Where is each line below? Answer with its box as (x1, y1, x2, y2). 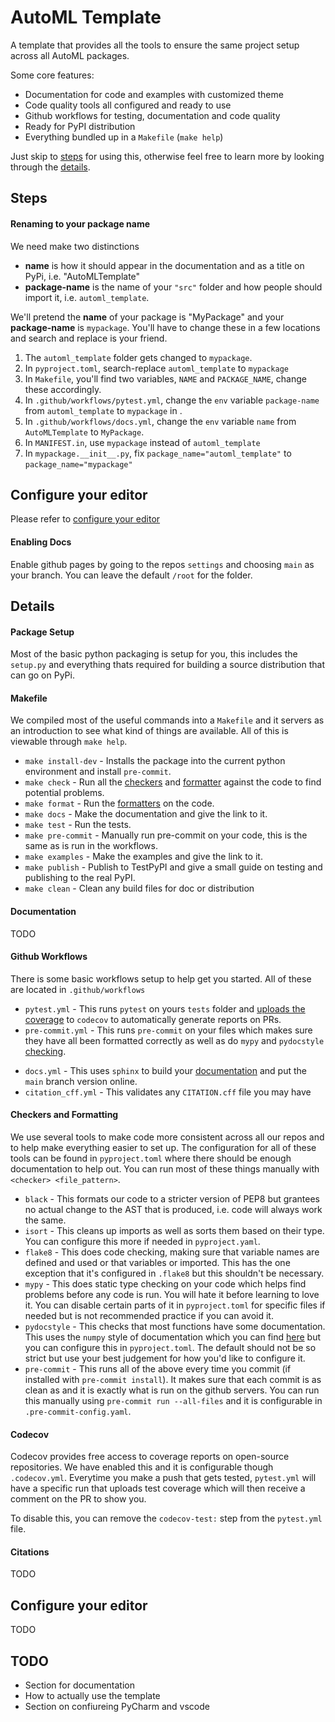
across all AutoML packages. (10, 49, 130, 61)
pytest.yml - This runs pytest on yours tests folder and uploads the (24, 1002, 306, 1015)
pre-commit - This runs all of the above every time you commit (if (24, 1362, 292, 1375)
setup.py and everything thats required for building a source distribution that (10, 659, 325, 671)
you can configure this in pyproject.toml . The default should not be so (24, 1341, 317, 1353)
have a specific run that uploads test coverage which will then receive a (10, 1482, 306, 1495)
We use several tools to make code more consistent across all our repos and (10, 1131, 325, 1143)
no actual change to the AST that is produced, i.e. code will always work (24, 1203, 323, 1215)
